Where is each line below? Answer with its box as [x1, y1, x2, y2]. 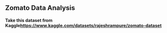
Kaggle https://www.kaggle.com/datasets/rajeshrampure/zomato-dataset [5, 22, 162, 28]
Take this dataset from [5, 17, 53, 23]
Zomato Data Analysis [5, 4, 76, 12]
